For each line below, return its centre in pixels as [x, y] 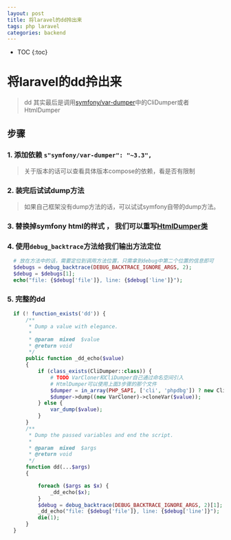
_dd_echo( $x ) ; [70, 492]
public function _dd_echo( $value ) [75, 359]
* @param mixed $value [64, 339]
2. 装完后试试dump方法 [46, 190]
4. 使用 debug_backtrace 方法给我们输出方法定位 [84, 247]
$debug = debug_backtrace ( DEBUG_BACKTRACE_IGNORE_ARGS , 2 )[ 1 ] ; [130, 505]
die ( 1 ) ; [48, 518]
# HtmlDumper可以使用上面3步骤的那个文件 [103, 384]
